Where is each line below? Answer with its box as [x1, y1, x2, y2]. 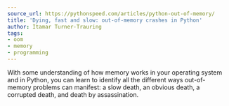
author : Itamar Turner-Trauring [7, 23, 102, 30]
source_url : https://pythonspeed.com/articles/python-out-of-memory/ [7, 10, 216, 17]
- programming [7, 50, 49, 56]
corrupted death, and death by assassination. [7, 90, 139, 98]
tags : [7, 29, 23, 37]
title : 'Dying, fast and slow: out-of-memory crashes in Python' [7, 17, 202, 24]
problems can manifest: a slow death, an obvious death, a [32, 83, 200, 91]
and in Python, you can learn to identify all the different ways [7, 75, 183, 84]
